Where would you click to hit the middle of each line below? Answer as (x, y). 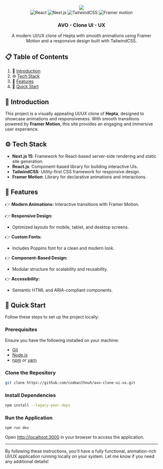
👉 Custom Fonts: (24, 237)
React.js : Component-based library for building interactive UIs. (75, 166)
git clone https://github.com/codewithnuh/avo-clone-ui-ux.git (70, 383)
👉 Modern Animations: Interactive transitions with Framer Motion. (72, 204)
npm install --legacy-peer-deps (38, 405)
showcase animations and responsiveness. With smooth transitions (72, 118)
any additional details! (27, 462)
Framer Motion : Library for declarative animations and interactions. (79, 177)
